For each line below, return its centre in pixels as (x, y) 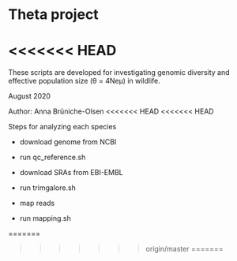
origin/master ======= (184, 249)
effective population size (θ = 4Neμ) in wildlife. (84, 81)
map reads (37, 203)
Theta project (53, 15)
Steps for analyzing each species (62, 127)
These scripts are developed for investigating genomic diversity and (119, 73)
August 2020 (30, 96)
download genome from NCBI (68, 142)
